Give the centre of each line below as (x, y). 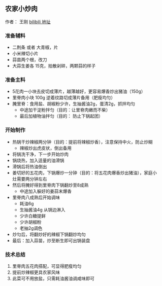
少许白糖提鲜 (32, 215)
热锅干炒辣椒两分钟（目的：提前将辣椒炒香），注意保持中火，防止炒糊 (82, 142)
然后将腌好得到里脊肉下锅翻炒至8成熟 (50, 185)
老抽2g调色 (31, 228)
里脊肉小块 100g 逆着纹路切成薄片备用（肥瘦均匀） (64, 98)
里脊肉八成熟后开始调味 (36, 197)
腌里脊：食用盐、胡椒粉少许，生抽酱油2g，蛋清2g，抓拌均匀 (74, 104)
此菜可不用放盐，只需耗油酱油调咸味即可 (53, 278)
